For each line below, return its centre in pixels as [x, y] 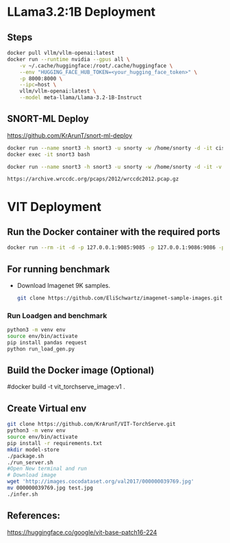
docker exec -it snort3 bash [49, 154]
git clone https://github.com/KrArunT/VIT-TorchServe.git [91, 424]
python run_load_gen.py [41, 349]
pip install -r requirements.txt [55, 443]
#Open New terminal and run [47, 469]
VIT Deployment [54, 207]
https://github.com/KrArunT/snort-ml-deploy [70, 135]
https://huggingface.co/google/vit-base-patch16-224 [82, 532]
